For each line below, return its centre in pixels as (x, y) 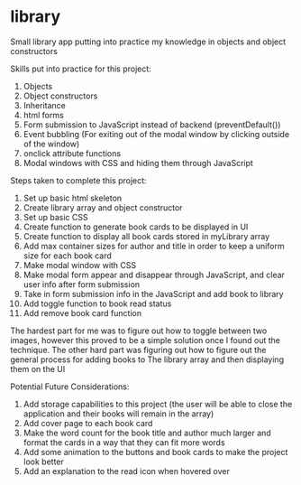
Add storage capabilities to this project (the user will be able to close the (158, 404)
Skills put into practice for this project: (81, 69)
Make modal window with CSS (80, 265)
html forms (43, 115)
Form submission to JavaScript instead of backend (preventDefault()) (152, 125)
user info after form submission (82, 284)
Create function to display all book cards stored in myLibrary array (146, 236)
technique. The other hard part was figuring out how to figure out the (138, 350)
